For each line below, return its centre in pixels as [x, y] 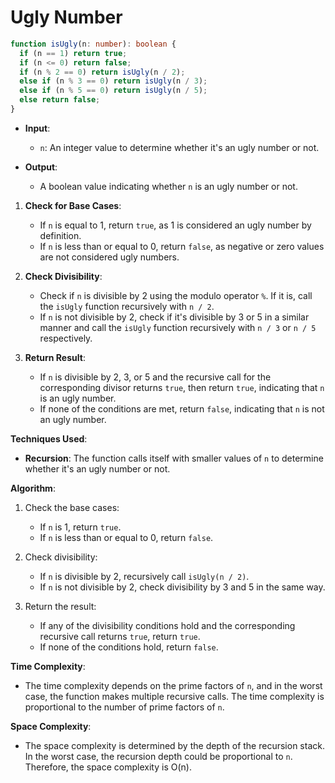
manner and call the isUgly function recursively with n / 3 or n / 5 [178, 327]
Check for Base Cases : [73, 205]
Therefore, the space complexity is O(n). [108, 767]
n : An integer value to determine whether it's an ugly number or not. [179, 147]
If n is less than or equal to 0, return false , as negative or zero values [182, 246]
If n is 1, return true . [80, 527]
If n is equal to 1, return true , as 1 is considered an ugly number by [175, 225]
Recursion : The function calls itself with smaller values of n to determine [174, 458]
